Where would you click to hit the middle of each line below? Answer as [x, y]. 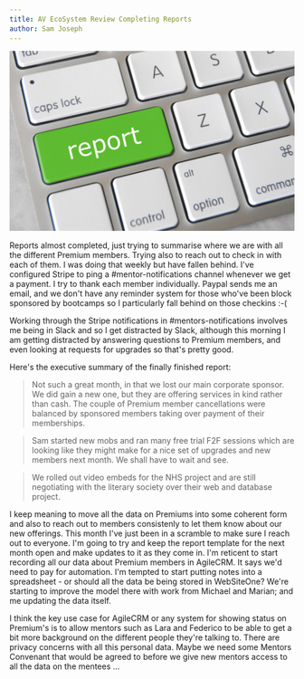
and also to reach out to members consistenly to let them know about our [146, 524]
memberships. [58, 423]
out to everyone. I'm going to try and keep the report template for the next [147, 543]
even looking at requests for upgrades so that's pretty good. [122, 349]
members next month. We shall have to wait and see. [130, 460]
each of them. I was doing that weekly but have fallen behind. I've [132, 265]
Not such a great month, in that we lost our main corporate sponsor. [158, 385]
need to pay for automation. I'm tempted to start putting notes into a [136, 572]
